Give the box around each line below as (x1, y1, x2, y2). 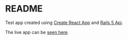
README (5, 3, 43, 14)
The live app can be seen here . (5, 29, 69, 35)
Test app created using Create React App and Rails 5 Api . (5, 19, 123, 25)
